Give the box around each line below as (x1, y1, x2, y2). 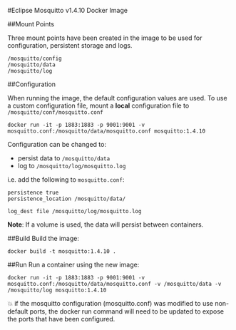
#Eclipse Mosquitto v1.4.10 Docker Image (7, 6, 128, 14)
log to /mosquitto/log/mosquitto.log (17, 162, 126, 170)
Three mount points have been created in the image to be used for (7, 33, 202, 42)
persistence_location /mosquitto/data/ (7, 195, 126, 202)
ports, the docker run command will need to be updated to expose (29, 307, 225, 316)
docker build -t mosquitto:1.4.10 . (7, 248, 116, 255)
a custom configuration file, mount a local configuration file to (7, 101, 190, 110)
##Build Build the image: (7, 234, 80, 242)
